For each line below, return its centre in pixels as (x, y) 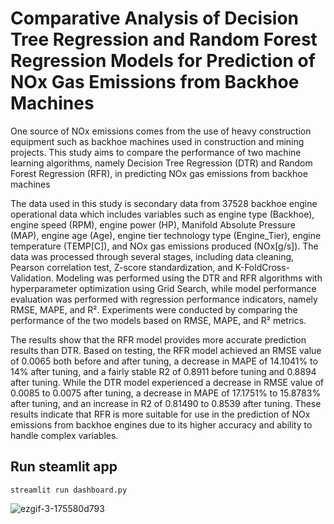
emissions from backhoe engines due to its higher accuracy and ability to (161, 424)
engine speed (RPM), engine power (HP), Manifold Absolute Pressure (153, 224)
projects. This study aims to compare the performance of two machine (156, 152)
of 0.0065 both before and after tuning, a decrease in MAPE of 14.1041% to (164, 361)
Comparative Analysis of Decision (155, 18)
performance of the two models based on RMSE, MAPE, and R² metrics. (158, 320)
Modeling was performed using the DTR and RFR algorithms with (189, 278)
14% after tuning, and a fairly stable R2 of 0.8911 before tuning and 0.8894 (163, 371)
